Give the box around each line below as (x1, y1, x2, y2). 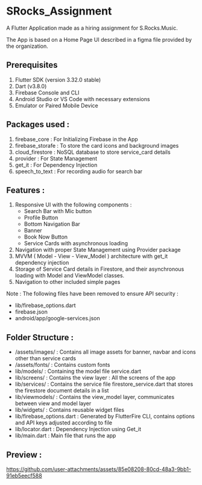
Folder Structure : (6, 332, 74, 343)
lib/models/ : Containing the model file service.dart (14, 368, 142, 375)
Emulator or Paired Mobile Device (14, 102, 98, 109)
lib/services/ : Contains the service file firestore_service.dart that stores (14, 380, 194, 388)
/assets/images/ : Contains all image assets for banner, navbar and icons (14, 348, 196, 355)
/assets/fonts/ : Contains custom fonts (14, 361, 110, 369)
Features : (6, 185, 45, 195)
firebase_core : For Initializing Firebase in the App (14, 135, 139, 143)
